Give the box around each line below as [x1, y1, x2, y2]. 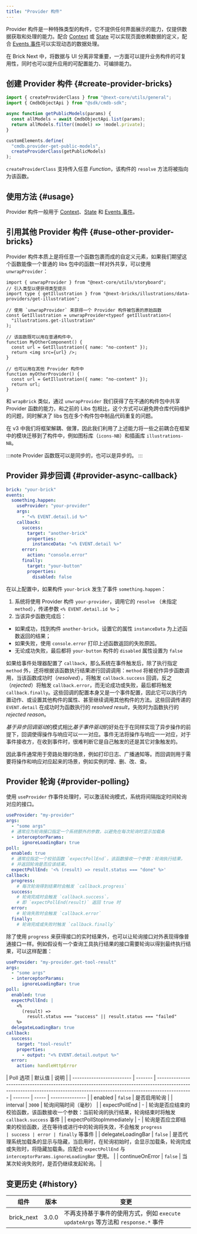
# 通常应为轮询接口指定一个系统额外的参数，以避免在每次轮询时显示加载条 [11, 828, 165, 834]
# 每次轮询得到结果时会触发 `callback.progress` [16, 883, 127, 889]
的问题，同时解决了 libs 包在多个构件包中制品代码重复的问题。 [6, 412, 157, 419]
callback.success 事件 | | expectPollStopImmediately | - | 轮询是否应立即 [6, 1116, 181, 1123]
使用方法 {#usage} [6, 191, 74, 201]
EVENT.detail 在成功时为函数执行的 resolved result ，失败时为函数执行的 [6, 703, 179, 710]
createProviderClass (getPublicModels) [11, 149, 107, 154]
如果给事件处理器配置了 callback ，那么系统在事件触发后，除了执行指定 [6, 659, 178, 666]
